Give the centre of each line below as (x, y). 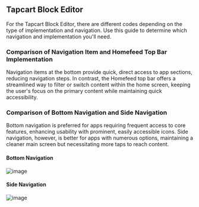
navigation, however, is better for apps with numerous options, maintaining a (100, 138)
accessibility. (22, 98)
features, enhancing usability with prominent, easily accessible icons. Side (97, 132)
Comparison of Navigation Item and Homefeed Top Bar (87, 51)
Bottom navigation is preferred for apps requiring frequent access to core (96, 125)
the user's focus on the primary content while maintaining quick (84, 91)
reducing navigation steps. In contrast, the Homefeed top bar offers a (91, 79)
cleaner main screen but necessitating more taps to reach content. (88, 144)
